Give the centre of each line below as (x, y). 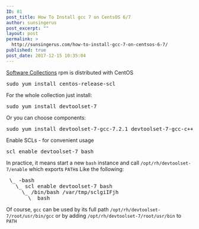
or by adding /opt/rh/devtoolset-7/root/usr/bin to (118, 215)
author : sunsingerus (32, 22)
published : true (26, 50)
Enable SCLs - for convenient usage (50, 140)
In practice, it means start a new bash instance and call (73, 163)
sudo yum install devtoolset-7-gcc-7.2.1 (67, 129)
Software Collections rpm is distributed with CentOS (70, 72)
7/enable (17, 169)
